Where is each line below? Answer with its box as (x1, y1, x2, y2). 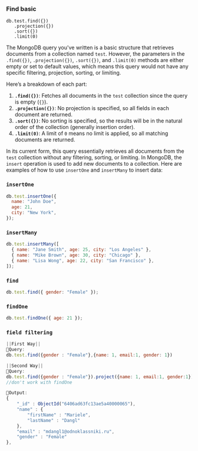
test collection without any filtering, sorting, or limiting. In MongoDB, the (6, 154, 182, 161)
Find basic (6, 5, 37, 13)
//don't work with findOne (6, 379, 72, 385)
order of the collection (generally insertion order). (14, 124, 136, 131)
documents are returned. (14, 136, 75, 143)
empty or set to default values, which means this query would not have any (6, 63, 189, 70)
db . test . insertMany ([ (6, 241, 60, 247)
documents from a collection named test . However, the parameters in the (6, 50, 185, 57)
